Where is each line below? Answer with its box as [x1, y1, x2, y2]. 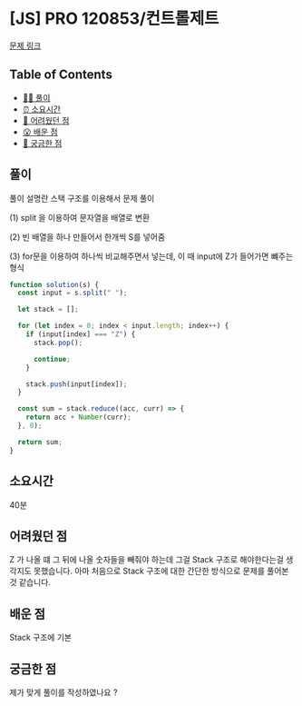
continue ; [33, 354, 71, 363]
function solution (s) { [9, 280, 100, 289]
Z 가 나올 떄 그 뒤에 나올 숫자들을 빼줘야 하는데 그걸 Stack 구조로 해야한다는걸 [9, 554, 284, 565]
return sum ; [17, 437, 63, 446]
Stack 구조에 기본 [9, 632, 73, 643]
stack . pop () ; [33, 338, 83, 347]
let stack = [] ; [17, 305, 79, 314]
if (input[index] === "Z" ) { [25, 330, 136, 339]
